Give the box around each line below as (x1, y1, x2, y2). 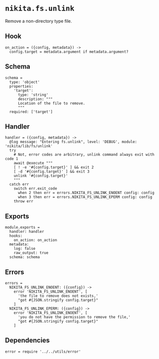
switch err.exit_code (14, 186, 57, 191)
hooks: (9, 233, 23, 239)
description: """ (17, 97, 53, 101)
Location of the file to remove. (17, 101, 86, 106)
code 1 (5, 157, 18, 162)
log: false (14, 246, 36, 251)
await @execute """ (14, 161, 53, 166)
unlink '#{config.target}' (14, 174, 68, 179)
